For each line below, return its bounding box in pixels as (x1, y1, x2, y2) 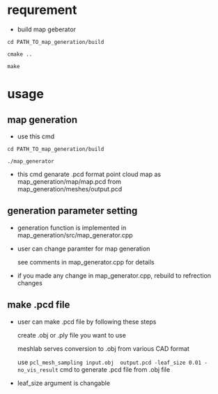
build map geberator (17, 25, 77, 33)
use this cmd (17, 132, 54, 141)
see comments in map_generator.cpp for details (17, 258, 155, 266)
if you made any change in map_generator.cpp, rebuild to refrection (17, 271, 211, 280)
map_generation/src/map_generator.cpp (17, 230, 134, 239)
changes (17, 278, 43, 287)
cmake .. (7, 51, 33, 58)
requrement (7, 2, 77, 18)
